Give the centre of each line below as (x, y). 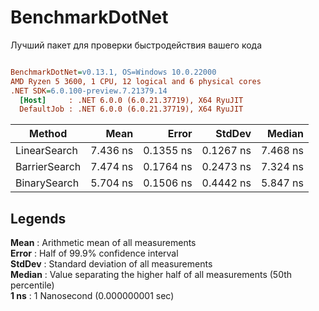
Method (48, 134)
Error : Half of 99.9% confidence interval (94, 253)
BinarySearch (47, 183)
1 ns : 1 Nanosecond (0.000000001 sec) (92, 296)
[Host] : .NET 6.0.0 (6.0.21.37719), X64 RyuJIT (131, 100)
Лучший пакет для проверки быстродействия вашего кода (136, 45)
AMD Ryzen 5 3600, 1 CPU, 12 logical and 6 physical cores (136, 81)
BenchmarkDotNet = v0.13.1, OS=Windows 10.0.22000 (113, 72)
